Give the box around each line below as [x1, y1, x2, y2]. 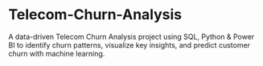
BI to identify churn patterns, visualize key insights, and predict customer [8, 40, 251, 49]
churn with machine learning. [8, 49, 105, 58]
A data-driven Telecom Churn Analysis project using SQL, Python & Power [8, 32, 255, 41]
